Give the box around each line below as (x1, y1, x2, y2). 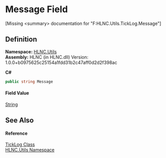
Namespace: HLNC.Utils (5, 48, 57, 54)
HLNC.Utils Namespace (5, 147, 55, 153)
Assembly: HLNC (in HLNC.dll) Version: (5, 54, 89, 60)
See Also (5, 116, 34, 125)
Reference (5, 130, 28, 136)
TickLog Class (5, 141, 35, 148)
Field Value (5, 90, 29, 96)
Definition (5, 35, 37, 44)
